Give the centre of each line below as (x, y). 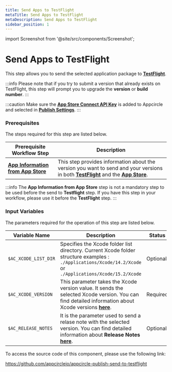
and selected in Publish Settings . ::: (43, 110)
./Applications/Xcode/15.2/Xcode (101, 274)
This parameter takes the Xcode (99, 281)
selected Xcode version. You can (100, 294)
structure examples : (85, 256)
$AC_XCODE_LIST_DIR (31, 258)
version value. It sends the (92, 288)
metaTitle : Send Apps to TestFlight (44, 15)
